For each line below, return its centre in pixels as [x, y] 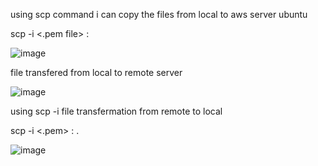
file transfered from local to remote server [96, 72]
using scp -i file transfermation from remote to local [116, 111]
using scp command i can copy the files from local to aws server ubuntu [159, 14]
